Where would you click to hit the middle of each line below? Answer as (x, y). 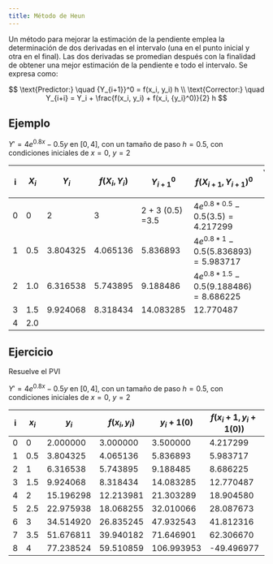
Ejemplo (29, 124)
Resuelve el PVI (35, 372)
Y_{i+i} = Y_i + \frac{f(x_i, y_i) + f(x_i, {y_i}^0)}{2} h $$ (136, 97)
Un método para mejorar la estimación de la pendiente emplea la (117, 39)
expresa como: (33, 73)
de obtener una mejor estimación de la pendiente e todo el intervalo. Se (128, 65)
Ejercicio (31, 352)
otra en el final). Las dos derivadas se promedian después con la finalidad (132, 56)
